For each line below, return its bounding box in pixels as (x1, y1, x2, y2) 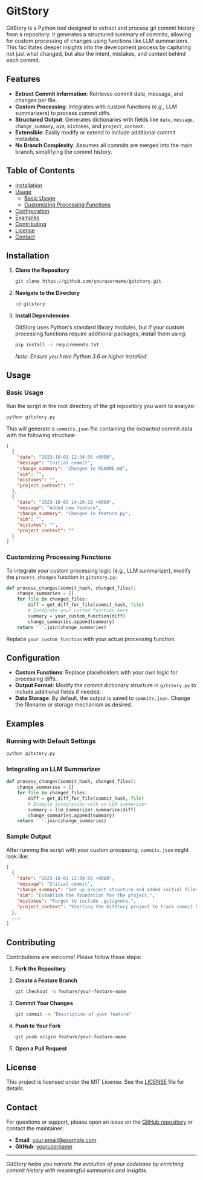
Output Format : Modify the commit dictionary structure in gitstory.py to (14, 682, 196, 689)
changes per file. (14, 96, 57, 104)
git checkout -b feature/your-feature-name (14, 989, 127, 995)
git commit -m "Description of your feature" (14, 1011, 132, 1017)
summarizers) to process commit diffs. (14, 109, 112, 116)
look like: (6, 852, 29, 860)
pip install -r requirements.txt (14, 342, 100, 348)
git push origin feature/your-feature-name (14, 1033, 127, 1040)
